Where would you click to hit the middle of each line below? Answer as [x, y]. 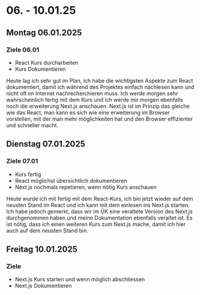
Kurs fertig [28, 174]
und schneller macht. [32, 125]
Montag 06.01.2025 [44, 33]
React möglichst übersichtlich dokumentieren [71, 180]
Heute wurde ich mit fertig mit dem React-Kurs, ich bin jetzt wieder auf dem [100, 198]
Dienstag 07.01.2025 [46, 144]
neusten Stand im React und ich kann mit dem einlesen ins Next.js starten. [98, 205]
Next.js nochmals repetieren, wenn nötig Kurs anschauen [86, 187]
